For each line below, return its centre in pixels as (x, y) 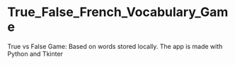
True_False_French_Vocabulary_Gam (118, 12)
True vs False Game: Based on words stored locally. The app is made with (115, 46)
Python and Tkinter (35, 54)
